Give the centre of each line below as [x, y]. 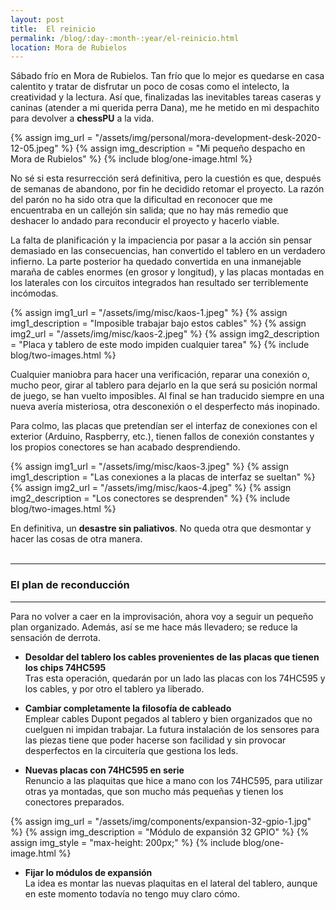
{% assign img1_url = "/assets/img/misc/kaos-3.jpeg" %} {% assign [150, 467]
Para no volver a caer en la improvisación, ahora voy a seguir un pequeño [162, 616]
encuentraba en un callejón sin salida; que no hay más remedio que [149, 210]
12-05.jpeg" [34, 148]
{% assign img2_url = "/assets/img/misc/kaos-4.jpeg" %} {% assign [151, 488]
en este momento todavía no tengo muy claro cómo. [132, 893]
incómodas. [34, 293]
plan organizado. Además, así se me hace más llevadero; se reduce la [154, 627]
